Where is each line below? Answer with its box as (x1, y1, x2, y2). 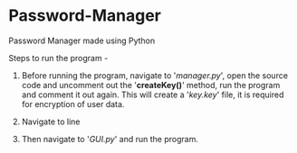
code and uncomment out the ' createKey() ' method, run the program (21, 79, 281, 90)
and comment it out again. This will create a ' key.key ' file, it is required (21, 89, 284, 100)
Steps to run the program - (8, 52, 109, 63)
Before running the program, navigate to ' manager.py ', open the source (21, 69, 289, 81)
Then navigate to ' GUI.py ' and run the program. (21, 133, 198, 144)
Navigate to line (21, 116, 81, 127)
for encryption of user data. (21, 98, 125, 109)
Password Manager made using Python (8, 35, 156, 46)
